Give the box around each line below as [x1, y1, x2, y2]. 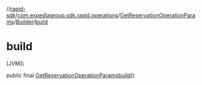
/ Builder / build [13, 18, 48, 25]
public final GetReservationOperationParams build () [6, 72, 135, 79]
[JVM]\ [6, 59, 24, 67]
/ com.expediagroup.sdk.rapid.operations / [15, 12, 121, 19]
